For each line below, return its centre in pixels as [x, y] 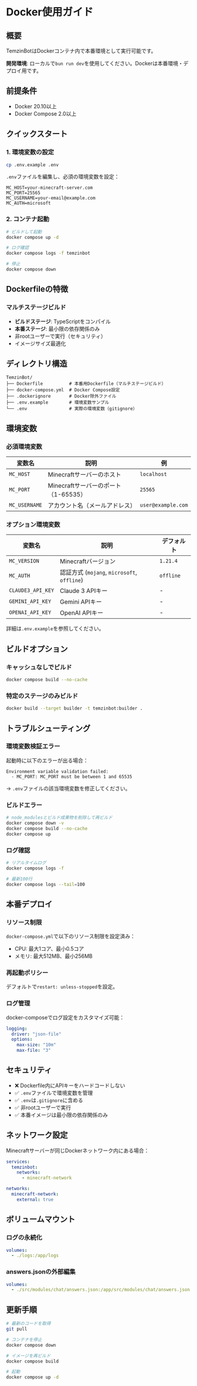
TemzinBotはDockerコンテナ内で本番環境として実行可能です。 [81, 51]
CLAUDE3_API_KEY [32, 591]
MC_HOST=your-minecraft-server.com [50, 188]
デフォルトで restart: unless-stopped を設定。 [62, 987]
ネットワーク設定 [37, 1135]
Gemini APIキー [81, 602]
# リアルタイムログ [26, 862]
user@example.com [164, 505]
